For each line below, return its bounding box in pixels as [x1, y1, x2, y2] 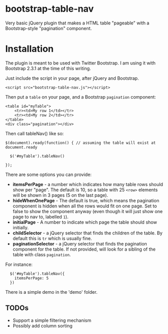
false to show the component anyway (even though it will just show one [12, 208, 163, 214]
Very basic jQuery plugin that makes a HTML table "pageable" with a [5, 20, 150, 26]
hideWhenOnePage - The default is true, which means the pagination [12, 197, 159, 203]
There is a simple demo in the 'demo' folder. [5, 289, 98, 295]
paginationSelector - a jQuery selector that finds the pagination [12, 240, 148, 247]
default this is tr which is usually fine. [12, 235, 92, 241]
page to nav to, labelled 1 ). [12, 214, 69, 220]
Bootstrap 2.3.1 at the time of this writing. [5, 65, 91, 71]
